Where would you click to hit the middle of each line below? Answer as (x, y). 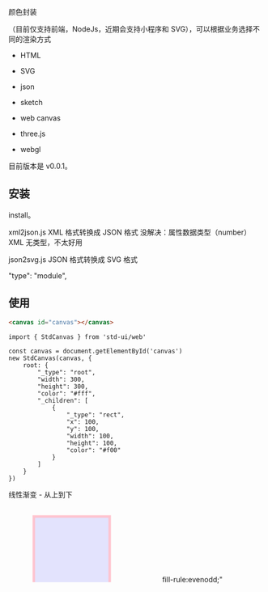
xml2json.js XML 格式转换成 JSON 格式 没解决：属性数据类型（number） (130, 232)
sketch (31, 102)
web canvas (40, 118)
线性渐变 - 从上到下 (40, 494)
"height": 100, (91, 443)
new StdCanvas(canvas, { (50, 358)
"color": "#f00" (94, 450)
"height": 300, (63, 387)
